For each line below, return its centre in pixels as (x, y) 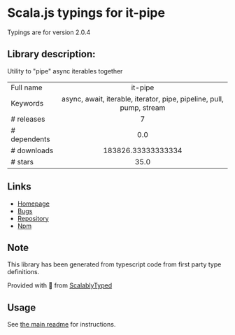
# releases (28, 119)
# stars (22, 162)
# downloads (32, 150)
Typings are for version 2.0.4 (49, 32)
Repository (33, 218)
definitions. (23, 272)
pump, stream (143, 108)
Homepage (34, 204)
